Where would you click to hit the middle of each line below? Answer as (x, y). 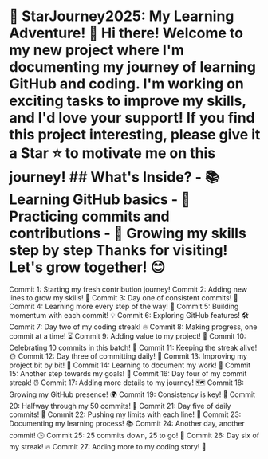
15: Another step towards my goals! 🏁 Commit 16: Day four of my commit (128, 373)
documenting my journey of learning (132, 67)
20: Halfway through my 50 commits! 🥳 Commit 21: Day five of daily (120, 406)
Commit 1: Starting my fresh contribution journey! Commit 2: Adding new (128, 289)
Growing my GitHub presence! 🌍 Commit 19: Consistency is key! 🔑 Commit (132, 394)
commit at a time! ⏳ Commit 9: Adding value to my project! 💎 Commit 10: (128, 336)
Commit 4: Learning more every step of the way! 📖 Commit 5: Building (124, 306)
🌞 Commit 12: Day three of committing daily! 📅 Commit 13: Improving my (128, 356)
